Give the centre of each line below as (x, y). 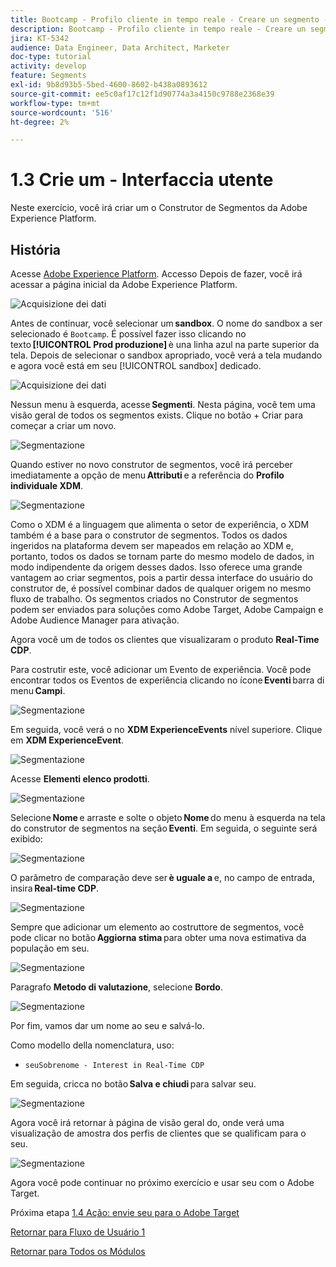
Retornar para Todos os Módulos (78, 1251)
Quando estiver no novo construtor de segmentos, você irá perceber (151, 464)
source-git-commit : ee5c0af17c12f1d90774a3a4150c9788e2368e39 (142, 94)
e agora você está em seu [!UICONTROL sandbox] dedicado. (136, 365)
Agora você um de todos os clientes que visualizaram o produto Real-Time (165, 639)
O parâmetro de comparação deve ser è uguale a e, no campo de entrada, (162, 877)
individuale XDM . (46, 485)
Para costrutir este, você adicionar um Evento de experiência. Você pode (161, 669)
